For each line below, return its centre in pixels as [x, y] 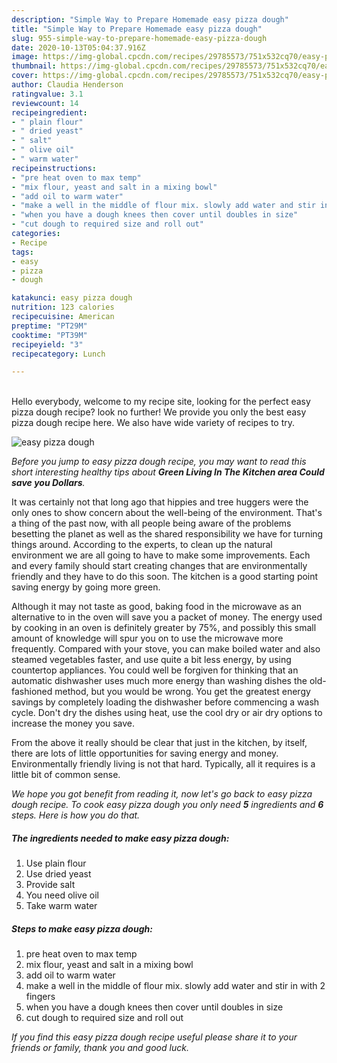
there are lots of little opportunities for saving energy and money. [145, 753]
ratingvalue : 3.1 [47, 94]
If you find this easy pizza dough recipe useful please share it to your [154, 1037]
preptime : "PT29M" [49, 326]
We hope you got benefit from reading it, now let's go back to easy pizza [162, 794]
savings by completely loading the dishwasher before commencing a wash [165, 702]
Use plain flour [56, 863]
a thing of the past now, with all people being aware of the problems [151, 523]
